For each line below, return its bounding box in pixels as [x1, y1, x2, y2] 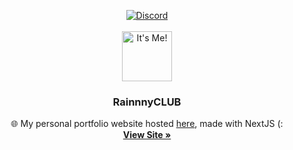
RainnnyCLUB [112, 95, 182, 109]
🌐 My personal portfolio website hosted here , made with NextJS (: [10, 118, 284, 130]
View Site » [122, 129, 172, 141]
